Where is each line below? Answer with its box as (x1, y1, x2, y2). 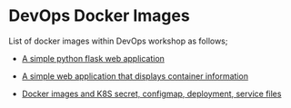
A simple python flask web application (21, 53, 166, 64)
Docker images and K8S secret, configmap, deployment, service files (21, 88, 282, 99)
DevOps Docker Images (8, 5, 190, 26)
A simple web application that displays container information (21, 70, 249, 82)
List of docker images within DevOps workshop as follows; (8, 35, 228, 46)
